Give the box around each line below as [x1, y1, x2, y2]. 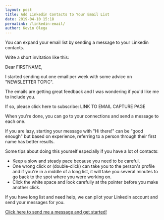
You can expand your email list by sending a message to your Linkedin [5, 39, 149, 45]
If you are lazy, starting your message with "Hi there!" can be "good [5, 128, 144, 134]
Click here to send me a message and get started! [5, 209, 107, 215]
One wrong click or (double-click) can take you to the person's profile [12, 163, 155, 169]
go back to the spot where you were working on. [12, 174, 111, 180]
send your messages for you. [5, 200, 65, 206]
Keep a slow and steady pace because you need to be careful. [12, 158, 140, 164]
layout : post [5, 7, 32, 12]
